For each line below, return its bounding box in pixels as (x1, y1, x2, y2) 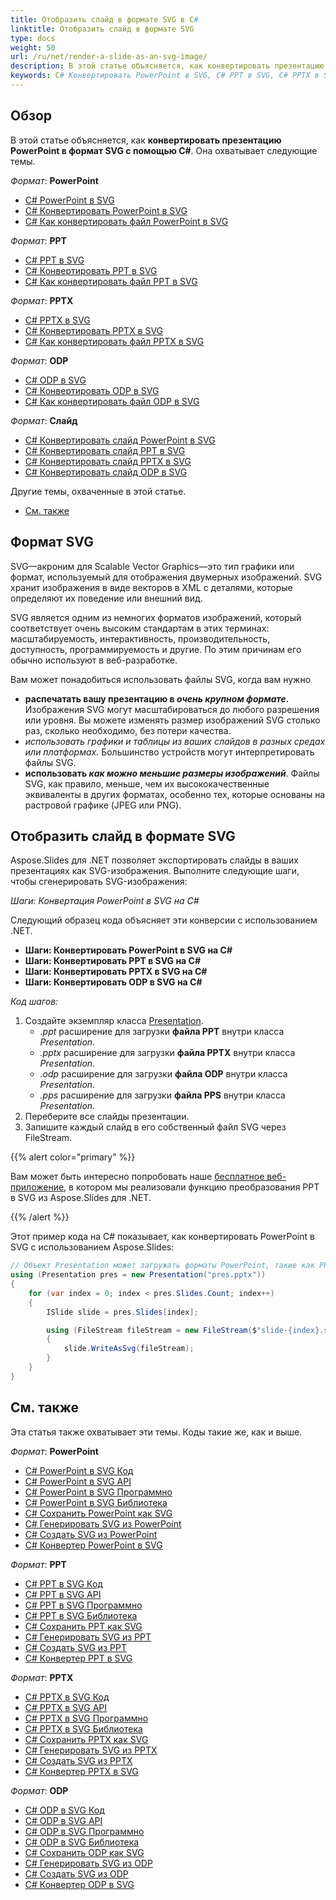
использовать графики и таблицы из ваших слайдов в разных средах (24, 735, 326, 747)
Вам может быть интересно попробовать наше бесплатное (10, 1171, 265, 1183)
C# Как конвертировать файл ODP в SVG (24, 395, 200, 407)
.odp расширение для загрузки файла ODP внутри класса (39, 1068, 288, 1080)
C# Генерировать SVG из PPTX (24, 1744, 158, 1756)
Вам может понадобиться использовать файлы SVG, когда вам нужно (10, 673, 312, 685)
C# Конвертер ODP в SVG (24, 1878, 135, 1890)
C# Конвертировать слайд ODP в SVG (24, 466, 188, 478)
